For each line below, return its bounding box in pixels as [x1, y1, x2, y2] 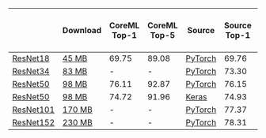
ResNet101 [12, 104, 55, 115]
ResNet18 [12, 53, 50, 64]
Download [62, 25, 101, 35]
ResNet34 [12, 66, 50, 76]
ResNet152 [12, 117, 55, 128]
